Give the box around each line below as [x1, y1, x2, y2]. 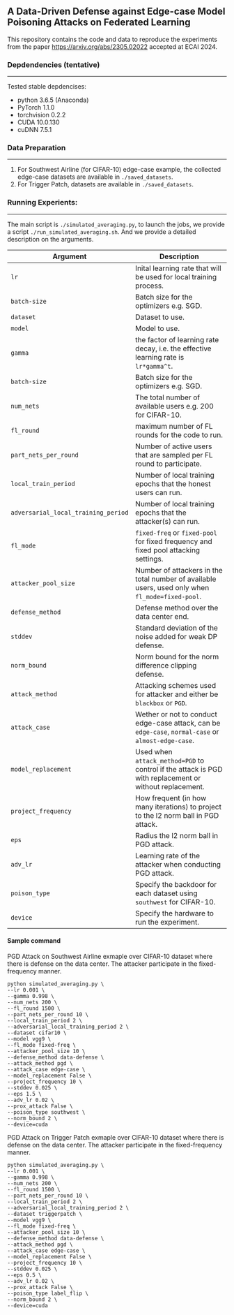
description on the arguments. [7, 235, 94, 243]
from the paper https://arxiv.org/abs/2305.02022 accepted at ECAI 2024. [7, 42, 218, 51]
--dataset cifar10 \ [7, 1029, 68, 1036]
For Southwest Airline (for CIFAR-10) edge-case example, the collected [17, 166, 221, 174]
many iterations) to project [135, 802, 221, 811]
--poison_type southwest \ [7, 1108, 86, 1116]
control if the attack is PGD [135, 764, 223, 774]
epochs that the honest [135, 478, 211, 488]
